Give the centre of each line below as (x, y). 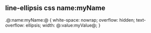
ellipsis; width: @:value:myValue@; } (63, 25)
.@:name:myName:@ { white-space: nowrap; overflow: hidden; (70, 20)
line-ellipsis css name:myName (55, 8)
